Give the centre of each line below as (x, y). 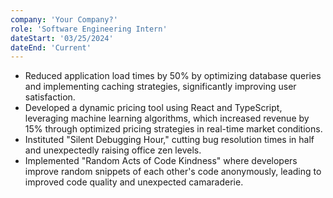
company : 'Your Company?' (64, 19)
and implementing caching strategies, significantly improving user (160, 87)
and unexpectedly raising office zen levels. (113, 150)
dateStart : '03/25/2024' (62, 38)
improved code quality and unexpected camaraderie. (134, 182)
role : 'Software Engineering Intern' (89, 29)
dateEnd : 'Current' (51, 47)
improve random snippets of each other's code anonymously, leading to (173, 172)
